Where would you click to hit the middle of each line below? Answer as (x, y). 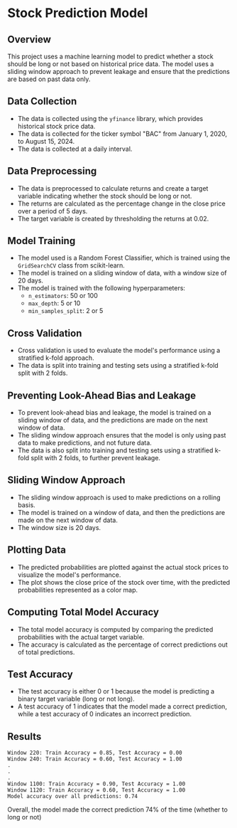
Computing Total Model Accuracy (83, 612)
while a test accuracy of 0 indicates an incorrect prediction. (105, 714)
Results (24, 737)
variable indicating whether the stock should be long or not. (105, 196)
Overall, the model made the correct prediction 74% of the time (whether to (118, 810)
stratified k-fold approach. (56, 358)
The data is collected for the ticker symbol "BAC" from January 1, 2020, (122, 134)
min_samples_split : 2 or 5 (66, 311)
